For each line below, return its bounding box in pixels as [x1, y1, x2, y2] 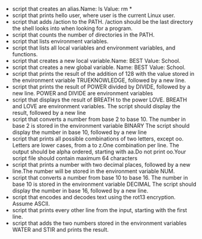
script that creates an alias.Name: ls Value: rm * [12, 6, 133, 12]
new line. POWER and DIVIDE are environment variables [12, 90, 153, 97]
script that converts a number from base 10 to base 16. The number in [12, 174, 189, 181]
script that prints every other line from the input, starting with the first [12, 207, 187, 213]
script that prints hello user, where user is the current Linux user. [12, 12, 176, 19]
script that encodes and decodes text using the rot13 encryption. [12, 194, 176, 200]
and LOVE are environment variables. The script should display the [12, 103, 181, 109]
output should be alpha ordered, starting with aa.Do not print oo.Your [12, 148, 187, 155]
